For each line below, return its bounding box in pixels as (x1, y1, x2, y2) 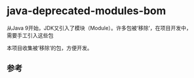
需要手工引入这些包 (7, 31, 54, 39)
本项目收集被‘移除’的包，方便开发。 (7, 44, 93, 51)
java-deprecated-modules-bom (7, 4, 166, 18)
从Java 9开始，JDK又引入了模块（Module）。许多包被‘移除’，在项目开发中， (7, 24, 192, 31)
